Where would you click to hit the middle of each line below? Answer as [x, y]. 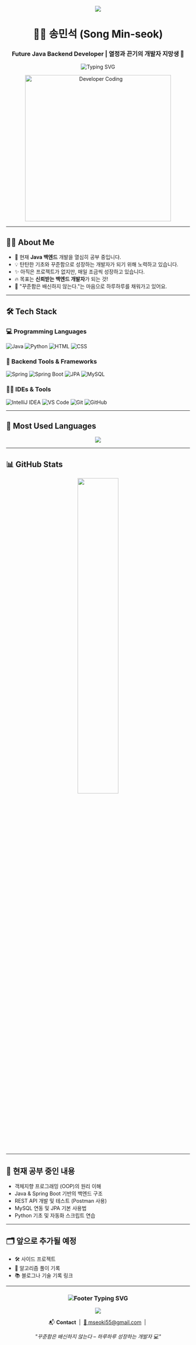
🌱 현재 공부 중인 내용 [41, 1171]
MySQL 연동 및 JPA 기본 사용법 [50, 1208]
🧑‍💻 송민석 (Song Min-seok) [98, 34]
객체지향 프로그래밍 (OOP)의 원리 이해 [58, 1186]
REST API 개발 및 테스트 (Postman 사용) [61, 1201]
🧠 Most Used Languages [51, 426]
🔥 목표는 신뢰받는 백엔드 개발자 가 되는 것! [61, 279]
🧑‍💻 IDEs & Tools [29, 389]
